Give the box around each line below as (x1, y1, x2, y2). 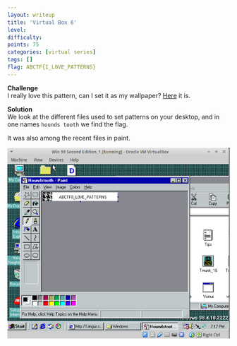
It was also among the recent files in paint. (7, 133, 130, 142)
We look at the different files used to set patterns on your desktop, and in (7, 112, 220, 121)
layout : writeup (7, 11, 55, 18)
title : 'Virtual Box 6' (7, 18, 78, 26)
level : (7, 26, 27, 33)
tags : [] (7, 56, 33, 64)
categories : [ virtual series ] (7, 49, 97, 56)
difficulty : (7, 34, 42, 41)
